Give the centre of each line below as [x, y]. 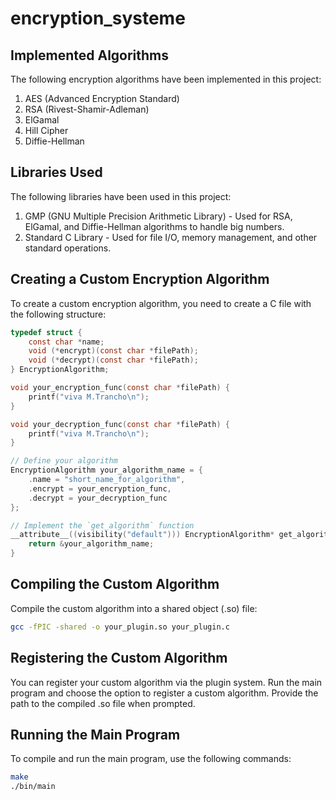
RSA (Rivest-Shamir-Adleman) [87, 109]
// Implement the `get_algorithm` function [102, 525]
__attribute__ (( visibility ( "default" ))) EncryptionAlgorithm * [142, 535]
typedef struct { [46, 332]
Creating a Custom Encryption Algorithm [140, 279]
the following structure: [58, 314]
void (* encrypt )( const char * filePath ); [113, 351]
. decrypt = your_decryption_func [98, 498]
